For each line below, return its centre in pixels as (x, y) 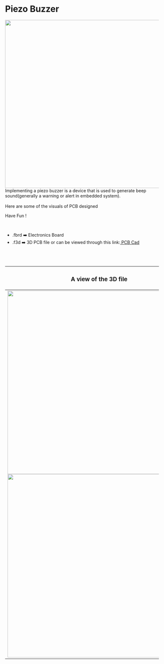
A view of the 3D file (99, 279)
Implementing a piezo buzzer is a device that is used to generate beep (76, 190)
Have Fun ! (16, 216)
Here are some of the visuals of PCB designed (51, 206)
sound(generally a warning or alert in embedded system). (63, 196)
